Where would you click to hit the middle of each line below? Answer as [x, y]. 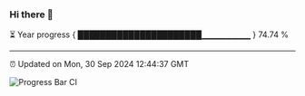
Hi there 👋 [32, 14]
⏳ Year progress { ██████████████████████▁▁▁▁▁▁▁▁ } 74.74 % [149, 34]
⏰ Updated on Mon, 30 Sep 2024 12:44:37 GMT [99, 64]
